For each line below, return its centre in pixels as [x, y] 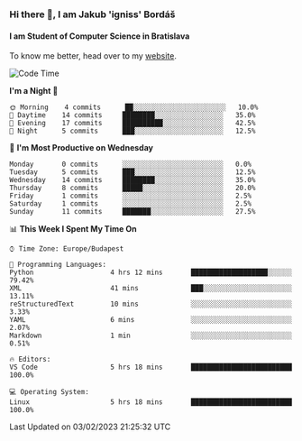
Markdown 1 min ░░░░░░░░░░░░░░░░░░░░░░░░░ [151, 336]
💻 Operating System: [50, 392]
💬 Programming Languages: [58, 265]
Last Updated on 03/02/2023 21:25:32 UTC [90, 427]
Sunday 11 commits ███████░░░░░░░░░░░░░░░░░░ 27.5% [133, 212]
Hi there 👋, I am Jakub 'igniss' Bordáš [92, 14]
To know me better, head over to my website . [93, 56]
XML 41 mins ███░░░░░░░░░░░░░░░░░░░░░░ [151, 289]
